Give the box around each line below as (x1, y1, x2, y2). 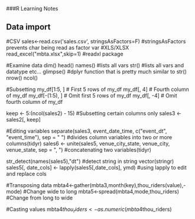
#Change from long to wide (6, 194, 73, 201)
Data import (6, 22, 51, 32)
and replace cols (6, 170, 47, 177)
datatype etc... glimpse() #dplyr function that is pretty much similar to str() (6, 68, 187, 75)
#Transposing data (6, 181, 52, 188)
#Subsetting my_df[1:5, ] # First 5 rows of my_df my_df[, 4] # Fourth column (6, 86, 189, 93)
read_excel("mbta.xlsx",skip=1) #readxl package (6, 50, 123, 57)
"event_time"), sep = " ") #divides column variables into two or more (6, 133, 173, 140)
